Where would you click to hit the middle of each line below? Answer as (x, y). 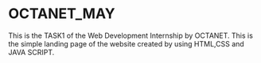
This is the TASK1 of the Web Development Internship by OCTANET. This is (130, 35)
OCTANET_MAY (62, 14)
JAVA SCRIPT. (31, 52)
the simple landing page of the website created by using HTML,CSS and (126, 43)
